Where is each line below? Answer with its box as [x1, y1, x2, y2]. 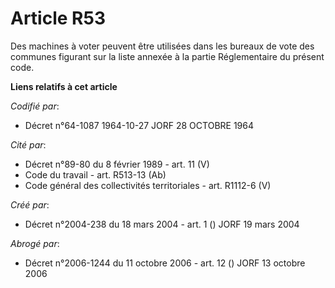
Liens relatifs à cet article [10, 80, 118, 92]
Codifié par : [10, 100, 60, 112]
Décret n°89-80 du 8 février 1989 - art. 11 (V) [24, 158, 210, 170]
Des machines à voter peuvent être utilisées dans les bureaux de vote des [10, 40, 315, 52]
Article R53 [10, 7, 106, 30]
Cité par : [10, 138, 47, 151]
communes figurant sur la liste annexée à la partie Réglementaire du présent [10, 50, 325, 62]
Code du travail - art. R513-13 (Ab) [24, 168, 167, 181]
